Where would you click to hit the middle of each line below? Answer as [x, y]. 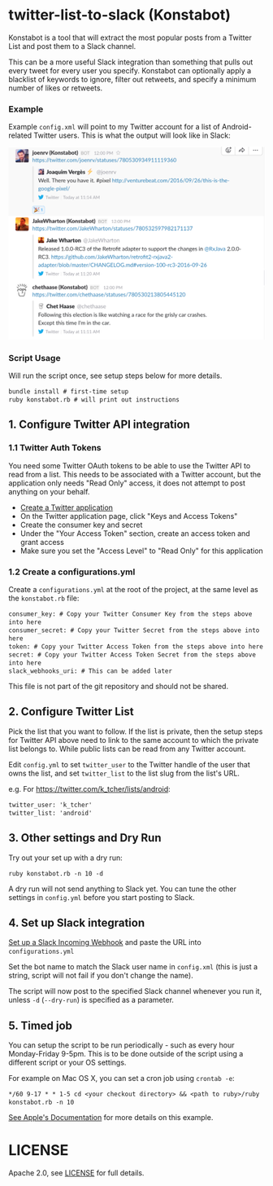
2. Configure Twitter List [71, 712]
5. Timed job [41, 1025]
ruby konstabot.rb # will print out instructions [94, 400]
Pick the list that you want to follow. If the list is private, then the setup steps [136, 731]
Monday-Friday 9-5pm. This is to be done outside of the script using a [126, 1054]
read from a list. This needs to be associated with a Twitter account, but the [135, 474]
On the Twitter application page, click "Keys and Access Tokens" [129, 516]
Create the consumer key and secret [81, 525]
